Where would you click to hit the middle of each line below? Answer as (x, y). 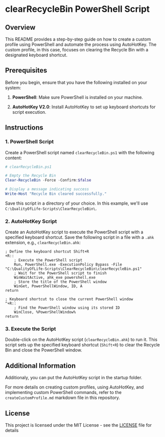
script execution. (29, 112)
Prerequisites (26, 70)
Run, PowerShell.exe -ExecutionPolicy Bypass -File (68, 265)
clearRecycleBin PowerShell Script (78, 9)
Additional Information (40, 366)
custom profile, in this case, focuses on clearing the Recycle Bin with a (77, 50)
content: (14, 158)
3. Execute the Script (31, 329)
